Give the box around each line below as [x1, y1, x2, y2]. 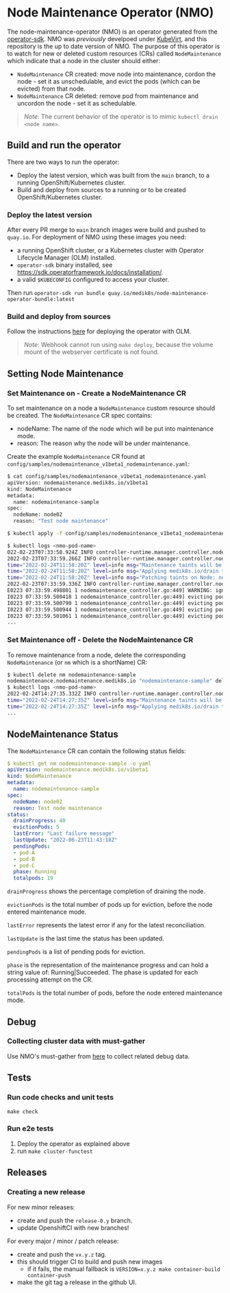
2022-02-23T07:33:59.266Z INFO [7, 555, 97, 562]
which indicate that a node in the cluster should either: [7, 56, 161, 64]
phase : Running [13, 868, 57, 875]
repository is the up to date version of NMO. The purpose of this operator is [7, 42, 220, 50]
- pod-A [13, 849, 36, 856]
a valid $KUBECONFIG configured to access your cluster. [16, 276, 170, 284]
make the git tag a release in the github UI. [16, 1278, 137, 1286]
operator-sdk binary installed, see [16, 261, 113, 269]
